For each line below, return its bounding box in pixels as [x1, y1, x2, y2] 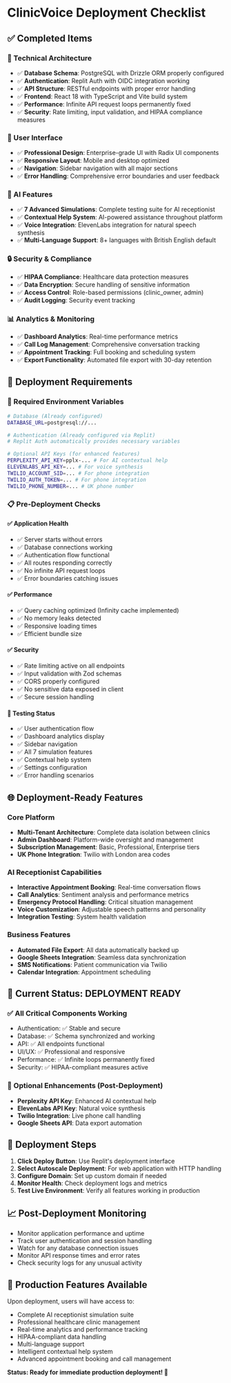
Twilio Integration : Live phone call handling [17, 1111, 141, 1119]
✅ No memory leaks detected [17, 614, 101, 622]
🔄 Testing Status [7, 709, 55, 717]
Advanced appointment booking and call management [17, 1355, 172, 1363]
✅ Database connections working [17, 543, 113, 551]
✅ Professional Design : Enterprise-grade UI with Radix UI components [17, 149, 219, 157]
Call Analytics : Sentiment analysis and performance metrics [17, 891, 190, 899]
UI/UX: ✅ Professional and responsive [17, 1047, 125, 1056]
